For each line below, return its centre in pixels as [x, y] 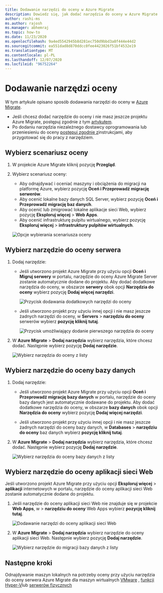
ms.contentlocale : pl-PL [30, 55]
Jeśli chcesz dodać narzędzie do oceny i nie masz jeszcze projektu [80, 117]
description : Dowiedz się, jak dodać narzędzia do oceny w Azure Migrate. [82, 14]
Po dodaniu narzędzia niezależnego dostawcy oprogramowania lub [79, 127]
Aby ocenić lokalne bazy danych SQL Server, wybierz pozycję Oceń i [89, 199]
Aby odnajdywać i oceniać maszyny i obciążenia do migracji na [83, 183]
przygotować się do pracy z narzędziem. [53, 137]
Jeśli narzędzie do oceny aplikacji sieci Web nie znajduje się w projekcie [84, 503]
